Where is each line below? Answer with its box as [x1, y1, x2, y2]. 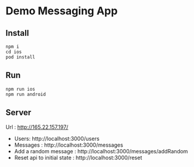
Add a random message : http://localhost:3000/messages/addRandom [14, 147, 189, 154]
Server [5, 107, 32, 117]
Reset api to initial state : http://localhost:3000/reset [14, 154, 143, 161]
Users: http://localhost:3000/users [14, 135, 100, 142]
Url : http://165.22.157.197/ [5, 123, 69, 131]
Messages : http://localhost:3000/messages [14, 141, 124, 149]
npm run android [5, 91, 46, 97]
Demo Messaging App [5, 4, 118, 18]
